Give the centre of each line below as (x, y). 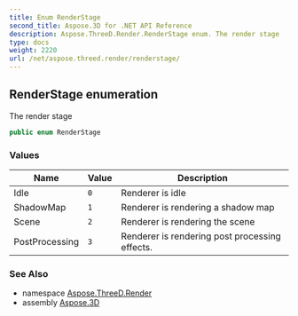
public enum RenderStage (55, 132)
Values (24, 154)
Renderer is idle (153, 193)
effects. (137, 247)
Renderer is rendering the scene (188, 221)
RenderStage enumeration (84, 95)
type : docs (29, 42)
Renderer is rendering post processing (201, 236)
